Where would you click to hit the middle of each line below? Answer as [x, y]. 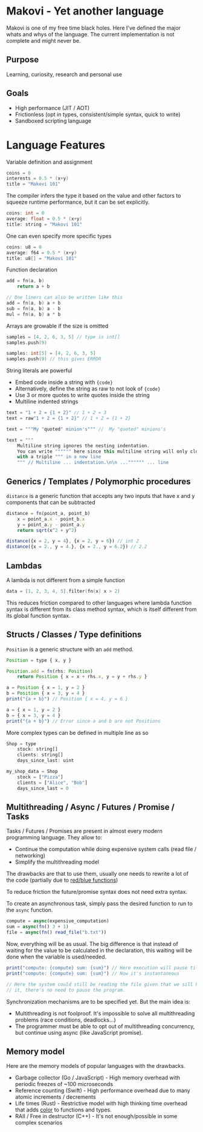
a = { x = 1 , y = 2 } [34, 710]
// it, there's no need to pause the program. [66, 990]
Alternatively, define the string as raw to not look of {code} [88, 389]
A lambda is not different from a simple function [66, 580]
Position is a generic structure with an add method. [70, 649]
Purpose [23, 60]
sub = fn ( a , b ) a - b [34, 309]
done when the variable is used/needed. [56, 957]
